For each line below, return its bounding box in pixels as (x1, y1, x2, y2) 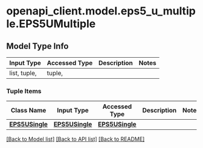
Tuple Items (6, 87, 42, 95)
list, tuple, (9, 69, 37, 77)
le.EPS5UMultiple (6, 17, 96, 31)
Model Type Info (6, 41, 69, 51)
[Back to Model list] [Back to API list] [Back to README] (6, 135, 145, 143)
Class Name (11, 106, 47, 115)
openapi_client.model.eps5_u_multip (6, 4, 196, 18)
